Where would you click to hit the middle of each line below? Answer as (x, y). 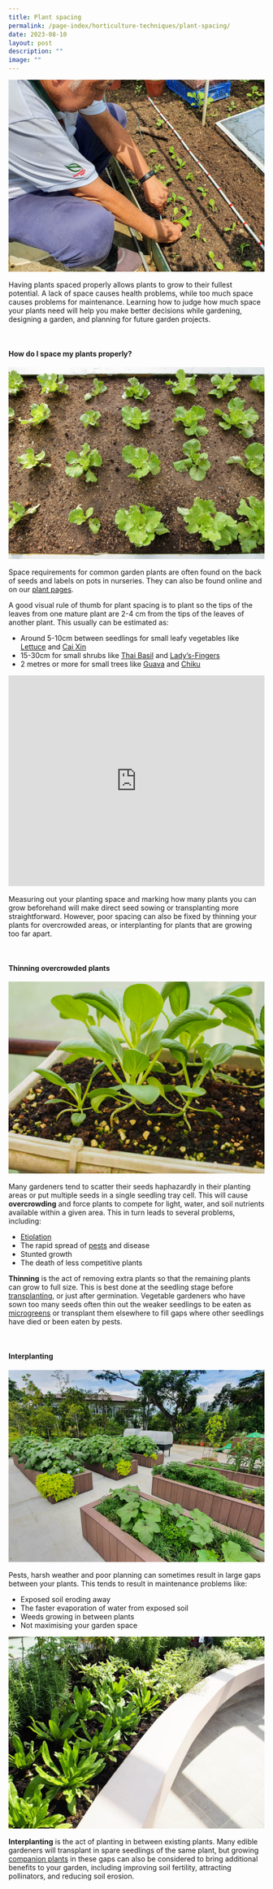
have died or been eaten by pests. (66, 1322)
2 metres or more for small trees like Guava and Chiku (110, 664)
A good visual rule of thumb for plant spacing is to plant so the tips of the (131, 605)
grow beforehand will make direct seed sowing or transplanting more (124, 908)
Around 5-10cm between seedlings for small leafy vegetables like (130, 639)
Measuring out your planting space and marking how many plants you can (132, 899)
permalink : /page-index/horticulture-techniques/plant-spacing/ (119, 26)
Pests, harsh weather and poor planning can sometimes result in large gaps (135, 1575)
